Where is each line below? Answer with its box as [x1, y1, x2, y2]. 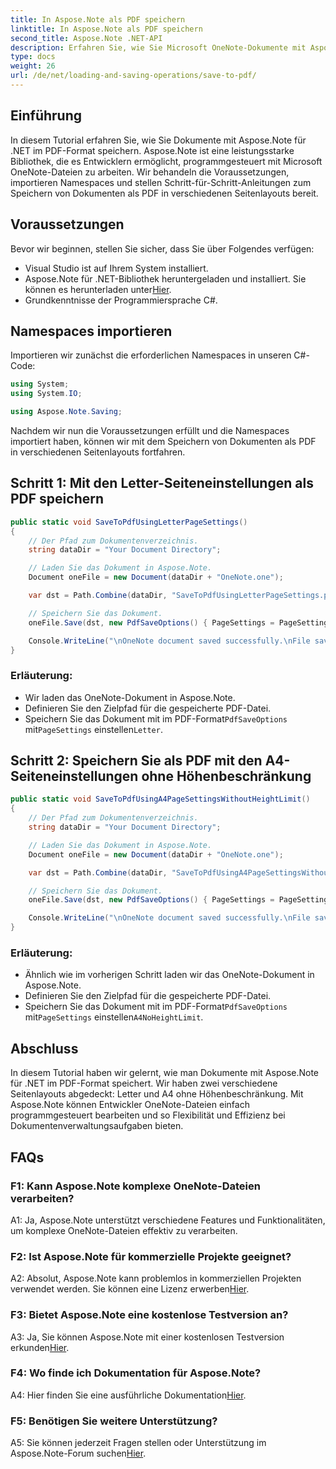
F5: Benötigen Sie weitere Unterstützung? [10, 1414, 218, 1428]
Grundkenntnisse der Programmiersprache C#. [24, 294, 218, 306]
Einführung [10, 107, 82, 125]
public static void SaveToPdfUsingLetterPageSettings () [10, 517, 248, 527]
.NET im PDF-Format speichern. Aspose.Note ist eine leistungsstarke [10, 144, 295, 156]
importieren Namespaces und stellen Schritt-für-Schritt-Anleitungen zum [10, 176, 312, 188]
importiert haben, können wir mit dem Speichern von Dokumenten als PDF [10, 435, 317, 447]
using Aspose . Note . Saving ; [10, 407, 123, 417]
